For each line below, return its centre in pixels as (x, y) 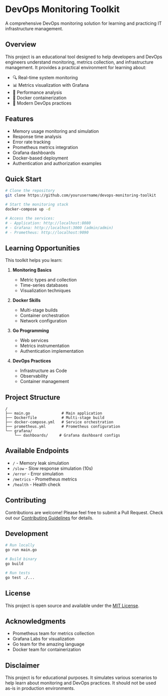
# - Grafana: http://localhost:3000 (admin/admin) (59, 228)
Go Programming (31, 331)
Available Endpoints (37, 451)
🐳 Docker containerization (39, 97)
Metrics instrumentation (45, 346)
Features (19, 119)
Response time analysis (37, 136)
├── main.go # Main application (54, 413)
